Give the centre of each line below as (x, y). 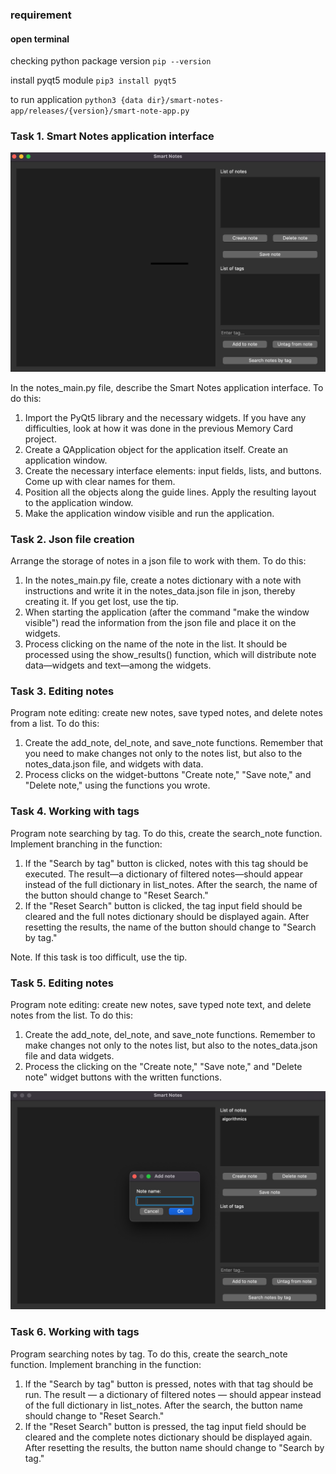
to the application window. (79, 502)
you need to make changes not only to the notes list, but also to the (163, 754)
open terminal (40, 39)
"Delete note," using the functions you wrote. (117, 785)
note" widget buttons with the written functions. (123, 1077)
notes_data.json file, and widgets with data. (114, 764)
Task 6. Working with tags (75, 1332)
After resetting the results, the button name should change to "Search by (174, 1447)
